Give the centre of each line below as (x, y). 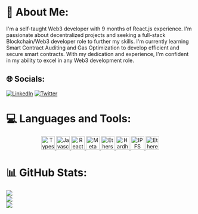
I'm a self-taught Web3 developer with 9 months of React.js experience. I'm (99, 29)
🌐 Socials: (26, 79)
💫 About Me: (38, 12)
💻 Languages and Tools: (69, 118)
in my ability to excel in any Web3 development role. (70, 60)
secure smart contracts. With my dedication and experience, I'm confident (98, 54)
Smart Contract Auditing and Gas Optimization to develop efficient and (93, 48)
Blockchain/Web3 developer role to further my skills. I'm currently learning (98, 41)
